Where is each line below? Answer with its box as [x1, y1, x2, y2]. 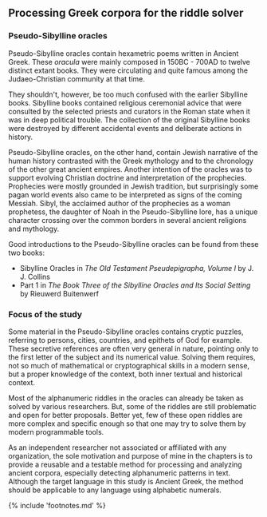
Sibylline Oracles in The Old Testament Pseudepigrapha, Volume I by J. [19, 263, 254, 272]
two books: [8, 248, 45, 257]
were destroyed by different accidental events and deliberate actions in [8, 123, 242, 133]
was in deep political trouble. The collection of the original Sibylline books [8, 115, 251, 125]
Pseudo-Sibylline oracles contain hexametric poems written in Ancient [8, 48, 239, 58]
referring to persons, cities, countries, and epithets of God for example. [8, 335, 242, 344]
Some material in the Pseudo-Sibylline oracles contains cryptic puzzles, [8, 327, 245, 336]
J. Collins [19, 272, 50, 281]
